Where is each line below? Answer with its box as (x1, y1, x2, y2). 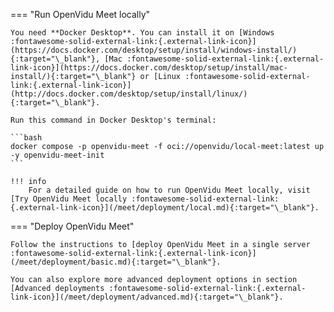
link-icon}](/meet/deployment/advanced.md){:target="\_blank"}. (10, 292, 284, 302)
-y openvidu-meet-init (10, 150, 105, 160)
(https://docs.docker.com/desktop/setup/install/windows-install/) (10, 45, 298, 55)
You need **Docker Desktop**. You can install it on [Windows (10, 28, 275, 38)
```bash (10, 133, 43, 143)
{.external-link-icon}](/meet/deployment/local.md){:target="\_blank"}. (10, 203, 320, 213)
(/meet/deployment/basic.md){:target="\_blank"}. (10, 257, 222, 267)
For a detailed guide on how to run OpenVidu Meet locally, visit (28, 185, 311, 195)
